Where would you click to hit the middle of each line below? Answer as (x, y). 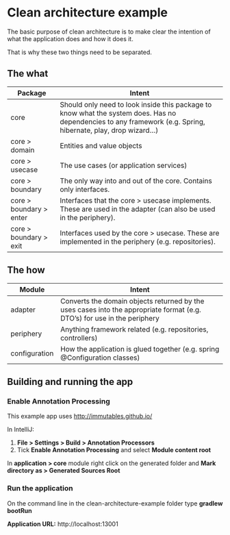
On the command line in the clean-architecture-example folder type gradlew (115, 503)
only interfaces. (85, 189)
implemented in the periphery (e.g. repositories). (138, 241)
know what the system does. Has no (118, 113)
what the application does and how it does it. (70, 38)
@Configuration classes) (100, 358)
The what (28, 74)
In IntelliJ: (21, 430)
